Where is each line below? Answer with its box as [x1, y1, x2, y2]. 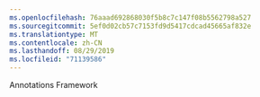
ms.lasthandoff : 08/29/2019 [9, 47, 115, 56]
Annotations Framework [9, 80, 99, 90]
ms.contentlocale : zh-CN [9, 38, 103, 48]
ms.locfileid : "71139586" [9, 55, 106, 64]
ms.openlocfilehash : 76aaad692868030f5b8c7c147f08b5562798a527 [9, 13, 252, 22]
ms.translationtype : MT [9, 30, 99, 39]
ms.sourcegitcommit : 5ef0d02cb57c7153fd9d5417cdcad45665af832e [9, 22, 252, 31]
